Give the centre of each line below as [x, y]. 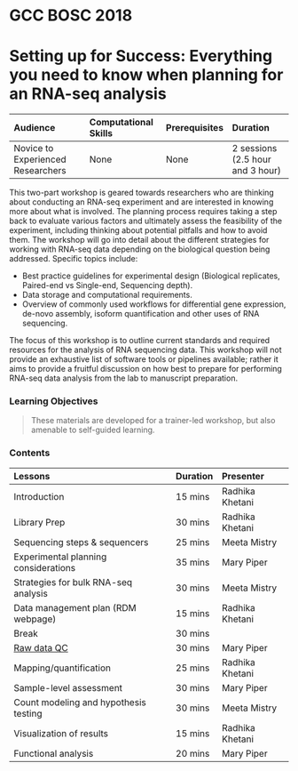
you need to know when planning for [146, 75]
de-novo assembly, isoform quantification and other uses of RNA [141, 314]
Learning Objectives [54, 401]
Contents [30, 453]
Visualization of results [61, 733]
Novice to [34, 149]
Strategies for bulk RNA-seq [73, 582]
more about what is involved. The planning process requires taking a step [143, 212]
